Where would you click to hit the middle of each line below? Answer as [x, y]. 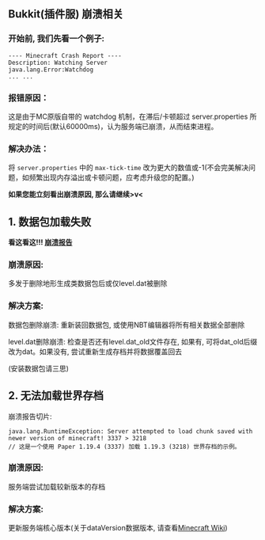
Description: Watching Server [58, 63]
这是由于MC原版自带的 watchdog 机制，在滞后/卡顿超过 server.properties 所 [132, 116]
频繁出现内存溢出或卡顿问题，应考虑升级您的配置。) [112, 177]
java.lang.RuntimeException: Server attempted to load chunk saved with [131, 431]
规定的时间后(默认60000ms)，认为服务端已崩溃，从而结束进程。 [113, 126]
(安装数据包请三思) [39, 368]
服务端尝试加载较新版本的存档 [57, 486]
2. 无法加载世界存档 [56, 395]
